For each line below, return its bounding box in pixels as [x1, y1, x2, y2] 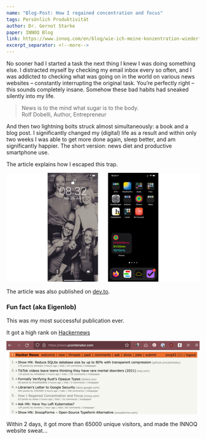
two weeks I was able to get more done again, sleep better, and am [6, 136, 176, 143]
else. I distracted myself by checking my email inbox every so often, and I [6, 66, 192, 74]
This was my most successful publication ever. [6, 316, 124, 324]
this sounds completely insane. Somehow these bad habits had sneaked [6, 86, 189, 93]
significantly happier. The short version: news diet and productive [6, 142, 172, 150]
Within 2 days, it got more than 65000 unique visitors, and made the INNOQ [6, 420, 198, 427]
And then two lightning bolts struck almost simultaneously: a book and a [6, 123, 189, 130]
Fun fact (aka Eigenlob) [6, 303, 77, 311]
